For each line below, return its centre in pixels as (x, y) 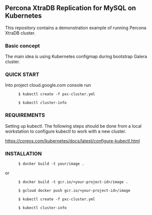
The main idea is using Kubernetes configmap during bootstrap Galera (76, 57)
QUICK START (22, 74)
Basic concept (23, 45)
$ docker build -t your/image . (51, 164)
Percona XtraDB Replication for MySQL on (71, 8)
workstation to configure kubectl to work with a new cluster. (66, 131)
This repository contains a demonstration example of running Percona (76, 28)
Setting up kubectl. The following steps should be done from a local (73, 126)
